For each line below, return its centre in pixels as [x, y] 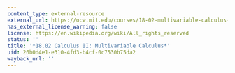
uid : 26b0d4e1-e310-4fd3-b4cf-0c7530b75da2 [72, 53]
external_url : [28, 20]
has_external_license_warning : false [62, 26]
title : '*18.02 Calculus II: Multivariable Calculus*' [89, 46]
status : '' [23, 40]
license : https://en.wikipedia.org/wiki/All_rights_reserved [98, 33]
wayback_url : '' [31, 59]
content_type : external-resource [56, 14]
